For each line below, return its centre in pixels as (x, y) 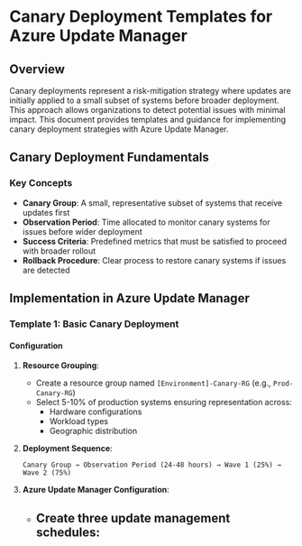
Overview (37, 69)
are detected (46, 270)
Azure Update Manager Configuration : (96, 490)
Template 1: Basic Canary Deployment (94, 324)
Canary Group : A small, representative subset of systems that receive (152, 203)
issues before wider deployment (82, 231)
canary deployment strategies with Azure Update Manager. (119, 129)
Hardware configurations (96, 412)
